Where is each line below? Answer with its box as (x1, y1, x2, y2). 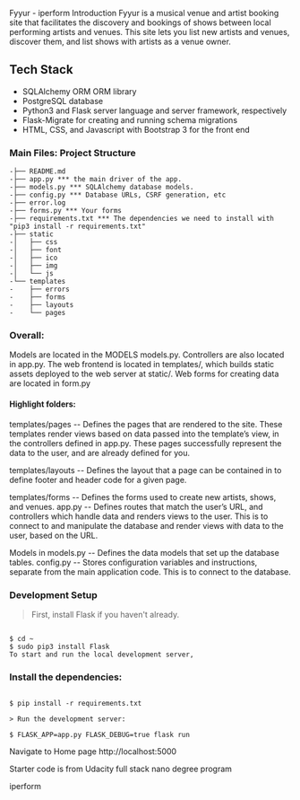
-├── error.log (9, 198, 66, 207)
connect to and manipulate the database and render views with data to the (9, 520, 284, 531)
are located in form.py (9, 378, 91, 389)
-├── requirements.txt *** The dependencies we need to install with (9, 215, 275, 224)
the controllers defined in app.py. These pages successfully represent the (9, 437, 282, 448)
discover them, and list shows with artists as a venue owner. (9, 36, 231, 47)
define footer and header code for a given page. (9, 474, 187, 485)
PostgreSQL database (21, 95, 104, 106)
